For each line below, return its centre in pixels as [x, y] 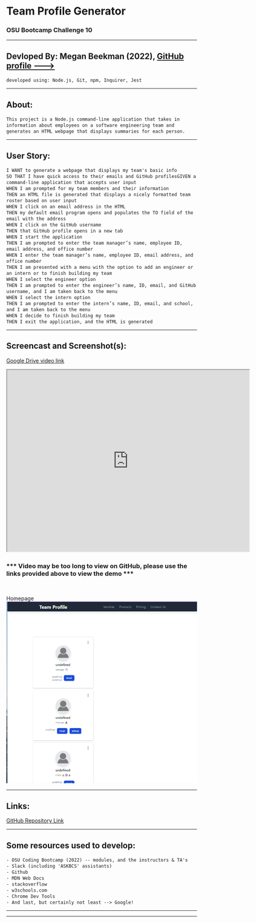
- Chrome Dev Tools [31, 897]
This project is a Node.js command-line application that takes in [93, 119]
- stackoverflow [27, 885]
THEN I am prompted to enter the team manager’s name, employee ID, [94, 243]
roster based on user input [42, 200]
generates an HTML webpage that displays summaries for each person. [96, 131]
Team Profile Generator [66, 11]
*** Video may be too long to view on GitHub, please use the [97, 566]
